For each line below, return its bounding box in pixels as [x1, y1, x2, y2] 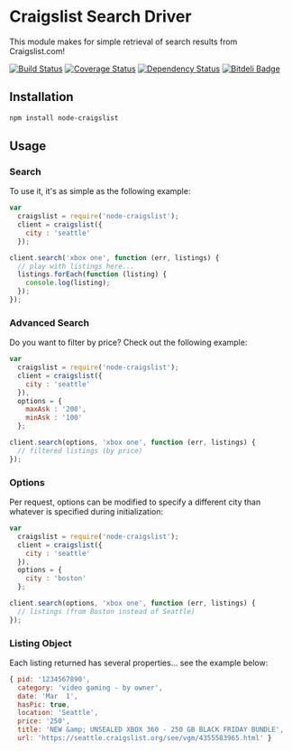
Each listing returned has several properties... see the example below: [9, 657, 269, 668]
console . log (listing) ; [25, 278, 111, 288]
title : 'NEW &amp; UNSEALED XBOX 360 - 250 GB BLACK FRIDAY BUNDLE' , [17, 725, 284, 735]
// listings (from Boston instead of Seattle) [17, 607, 196, 616]
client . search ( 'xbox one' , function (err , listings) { [9, 253, 220, 263]
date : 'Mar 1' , [17, 691, 78, 700]
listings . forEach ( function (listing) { [17, 270, 168, 279]
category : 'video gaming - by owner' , [17, 683, 164, 692]
